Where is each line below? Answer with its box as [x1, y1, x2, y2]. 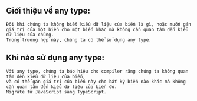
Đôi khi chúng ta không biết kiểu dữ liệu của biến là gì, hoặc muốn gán [6, 21, 192, 27]
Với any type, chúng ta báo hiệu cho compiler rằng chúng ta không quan [6, 68, 189, 74]
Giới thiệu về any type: [6, 6, 90, 16]
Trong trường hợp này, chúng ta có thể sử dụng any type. [6, 36, 152, 43]
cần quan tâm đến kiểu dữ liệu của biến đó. [6, 83, 117, 90]
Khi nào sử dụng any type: [6, 53, 105, 63]
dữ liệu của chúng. [6, 32, 54, 38]
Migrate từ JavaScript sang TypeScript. [6, 89, 107, 95]
